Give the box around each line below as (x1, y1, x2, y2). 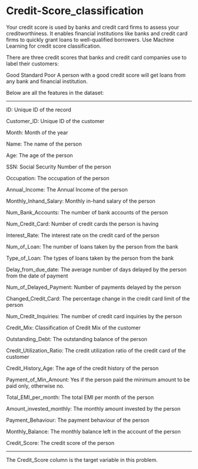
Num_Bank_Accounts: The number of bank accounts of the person (6, 209, 168, 216)
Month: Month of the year (6, 128, 68, 136)
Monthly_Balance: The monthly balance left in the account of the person (6, 428, 181, 435)
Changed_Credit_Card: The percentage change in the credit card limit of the (6, 295, 190, 302)
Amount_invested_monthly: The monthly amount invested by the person (6, 405, 181, 412)
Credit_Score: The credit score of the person (6, 439, 115, 446)
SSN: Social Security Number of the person (6, 163, 111, 170)
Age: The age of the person (6, 151, 73, 158)
